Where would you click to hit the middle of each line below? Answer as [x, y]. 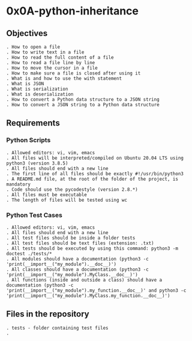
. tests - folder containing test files [58, 328]
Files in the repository [48, 314]
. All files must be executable [46, 195]
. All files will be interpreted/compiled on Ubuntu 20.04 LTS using [95, 158]
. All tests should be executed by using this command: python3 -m [92, 248]
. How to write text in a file [45, 52]
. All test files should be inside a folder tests [71, 238]
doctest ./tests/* [29, 253]
